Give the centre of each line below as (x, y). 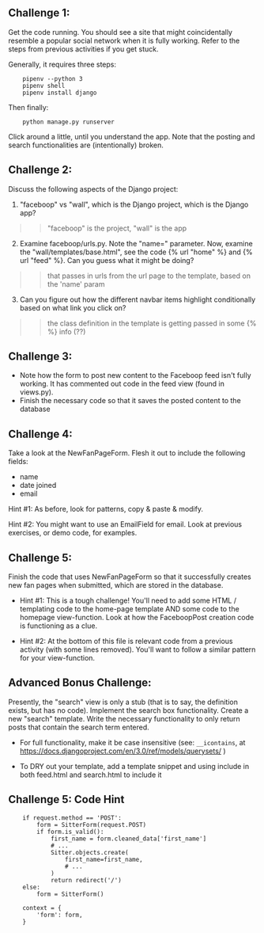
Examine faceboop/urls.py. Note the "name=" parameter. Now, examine (136, 243)
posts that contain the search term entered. (79, 727)
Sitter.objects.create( (89, 852)
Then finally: (28, 107)
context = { (42, 908)
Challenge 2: (40, 170)
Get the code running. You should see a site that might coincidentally (121, 32)
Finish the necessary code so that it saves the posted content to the (130, 401)
